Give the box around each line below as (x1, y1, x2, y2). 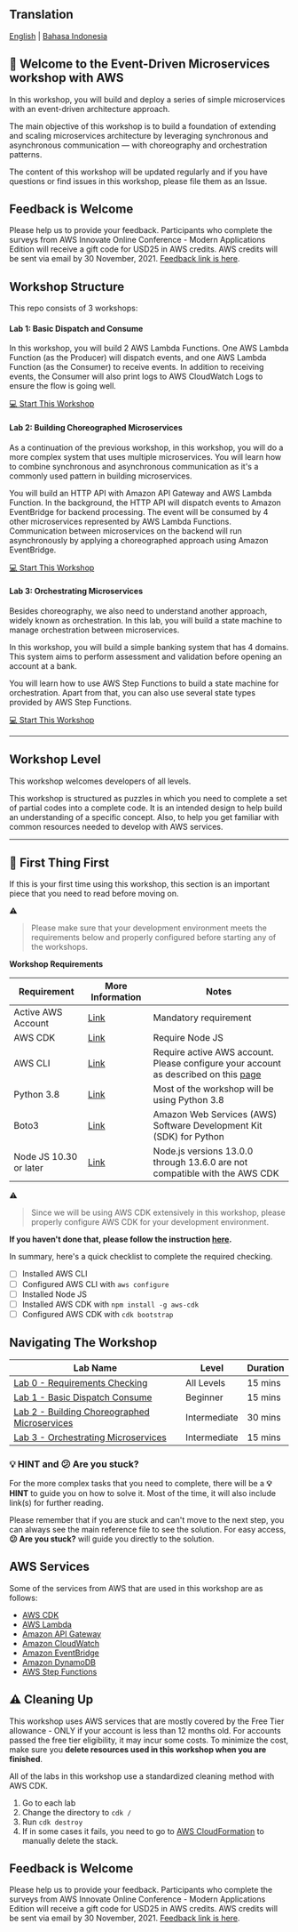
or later (13, 1162, 44, 1174)
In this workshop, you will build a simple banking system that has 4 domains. (9, 641, 289, 652)
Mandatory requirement (153, 1011, 252, 1024)
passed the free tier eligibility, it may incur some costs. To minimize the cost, (9, 1735, 289, 1745)
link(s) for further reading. (9, 1497, 104, 1508)
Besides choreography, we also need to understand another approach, (9, 605, 268, 616)
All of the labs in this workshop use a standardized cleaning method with (9, 1770, 275, 1782)
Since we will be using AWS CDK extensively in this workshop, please (30, 1207, 286, 1218)
